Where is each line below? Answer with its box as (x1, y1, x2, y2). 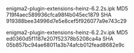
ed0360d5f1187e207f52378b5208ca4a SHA (6, 35, 114, 42)
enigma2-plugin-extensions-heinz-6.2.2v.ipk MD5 (6, 29, 128, 36)
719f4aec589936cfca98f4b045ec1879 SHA (6, 11, 112, 18)
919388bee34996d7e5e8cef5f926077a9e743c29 (6, 18, 127, 24)
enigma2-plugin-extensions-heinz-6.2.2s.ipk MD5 (6, 5, 129, 12)
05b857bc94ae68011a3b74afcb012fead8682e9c (6, 41, 125, 48)
